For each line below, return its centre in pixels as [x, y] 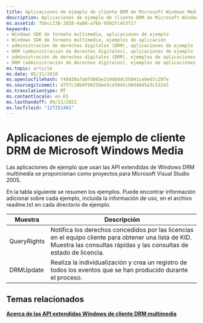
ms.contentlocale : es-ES [37, 96]
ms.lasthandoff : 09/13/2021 [42, 102]
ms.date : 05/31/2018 [32, 74]
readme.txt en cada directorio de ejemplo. [59, 205]
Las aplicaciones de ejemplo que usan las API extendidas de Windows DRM [101, 167]
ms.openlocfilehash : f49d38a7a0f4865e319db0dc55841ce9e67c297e [88, 79]
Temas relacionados [45, 299]
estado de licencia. [77, 253]
